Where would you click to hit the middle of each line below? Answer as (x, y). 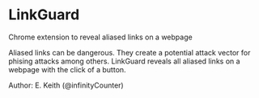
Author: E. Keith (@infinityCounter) (66, 85)
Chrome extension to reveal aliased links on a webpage (100, 37)
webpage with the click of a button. (68, 69)
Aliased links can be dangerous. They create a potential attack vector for (129, 52)
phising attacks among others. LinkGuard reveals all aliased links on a (124, 61)
